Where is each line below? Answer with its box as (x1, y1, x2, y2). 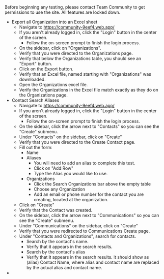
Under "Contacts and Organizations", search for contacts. (19, 233, 136, 239)
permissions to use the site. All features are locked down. (4, 9, 121, 15)
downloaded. (19, 76, 46, 82)
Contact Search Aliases (11, 97, 59, 103)
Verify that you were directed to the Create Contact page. (19, 139, 136, 145)
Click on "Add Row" (33, 165, 74, 171)
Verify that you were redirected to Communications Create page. (19, 228, 150, 234)
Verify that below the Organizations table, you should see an (19, 56, 141, 61)
